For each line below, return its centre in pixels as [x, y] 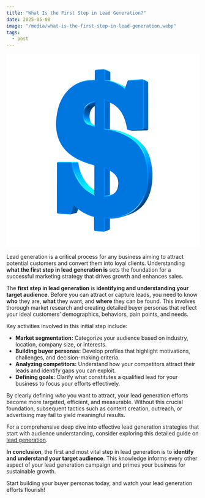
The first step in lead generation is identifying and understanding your [98, 288]
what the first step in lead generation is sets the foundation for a [89, 270]
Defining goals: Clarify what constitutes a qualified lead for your [96, 377]
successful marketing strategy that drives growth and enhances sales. [95, 277]
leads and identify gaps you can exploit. [65, 370]
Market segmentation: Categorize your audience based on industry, [102, 338]
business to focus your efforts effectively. [68, 384]
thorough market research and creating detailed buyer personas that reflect [102, 308]
